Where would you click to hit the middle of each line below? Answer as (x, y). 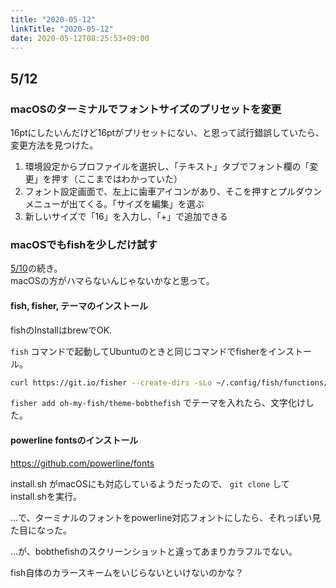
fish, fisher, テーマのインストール (79, 305)
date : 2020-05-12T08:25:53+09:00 (80, 38)
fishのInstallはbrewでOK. (61, 330)
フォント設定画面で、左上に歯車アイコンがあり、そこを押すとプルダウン (173, 192)
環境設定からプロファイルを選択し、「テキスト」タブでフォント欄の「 (167, 167)
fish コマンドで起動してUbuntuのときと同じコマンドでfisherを (139, 351)
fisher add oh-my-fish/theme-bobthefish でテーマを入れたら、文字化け (158, 403)
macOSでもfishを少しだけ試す (84, 244)
